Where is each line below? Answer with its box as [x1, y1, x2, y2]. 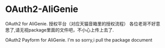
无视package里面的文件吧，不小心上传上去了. [20, 26, 114, 33]
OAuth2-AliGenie [5, 3, 78, 15]
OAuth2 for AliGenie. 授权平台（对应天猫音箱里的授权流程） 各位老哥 [5, 20, 147, 26]
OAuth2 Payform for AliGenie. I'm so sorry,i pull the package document [5, 36, 152, 43]
